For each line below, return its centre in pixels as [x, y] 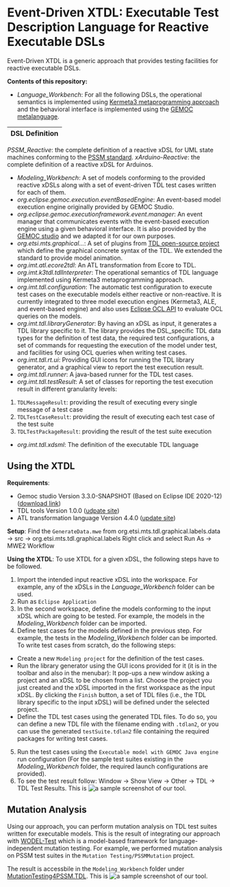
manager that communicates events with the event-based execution [113, 221]
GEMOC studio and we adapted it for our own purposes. [96, 236]
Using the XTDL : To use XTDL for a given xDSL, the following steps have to [113, 559]
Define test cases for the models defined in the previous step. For [110, 630]
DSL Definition [35, 133]
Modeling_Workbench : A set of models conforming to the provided [111, 178]
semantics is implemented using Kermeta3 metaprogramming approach [118, 101]
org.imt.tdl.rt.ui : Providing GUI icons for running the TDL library [105, 360]
